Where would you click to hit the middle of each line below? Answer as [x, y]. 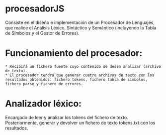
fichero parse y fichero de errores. [44, 84]
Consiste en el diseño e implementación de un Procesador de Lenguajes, [80, 22]
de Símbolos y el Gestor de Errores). [42, 33]
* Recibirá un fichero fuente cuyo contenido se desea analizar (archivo [83, 66]
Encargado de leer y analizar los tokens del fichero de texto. [67, 117]
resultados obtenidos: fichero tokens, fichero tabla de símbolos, [77, 79]
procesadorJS [35, 9]
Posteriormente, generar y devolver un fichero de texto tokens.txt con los [80, 123]
